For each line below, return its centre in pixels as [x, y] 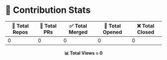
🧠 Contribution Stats [48, 10]
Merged [78, 32]
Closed [146, 32]
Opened [112, 32]
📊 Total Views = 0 [83, 53]
